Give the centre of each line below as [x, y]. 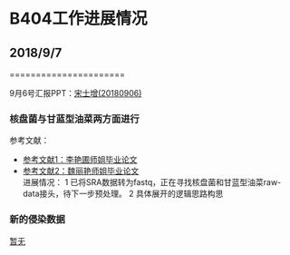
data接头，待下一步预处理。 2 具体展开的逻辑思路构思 [123, 194]
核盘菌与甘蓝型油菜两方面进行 [75, 119]
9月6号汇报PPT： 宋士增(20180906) [76, 93]
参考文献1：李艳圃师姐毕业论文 [80, 160]
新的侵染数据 [38, 220]
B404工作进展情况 [78, 19]
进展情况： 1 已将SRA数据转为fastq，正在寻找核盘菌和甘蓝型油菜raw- [152, 182]
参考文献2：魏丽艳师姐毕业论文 [81, 171]
